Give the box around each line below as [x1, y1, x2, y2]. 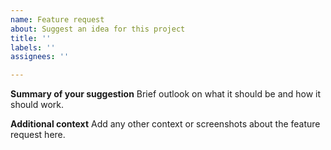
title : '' [10, 33, 52, 43]
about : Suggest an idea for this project [10, 24, 186, 34]
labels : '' [10, 42, 56, 53]
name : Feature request [10, 14, 105, 25]
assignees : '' [10, 52, 70, 62]
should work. [10, 99, 65, 111]
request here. [10, 129, 66, 141]
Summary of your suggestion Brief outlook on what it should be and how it [10, 88, 322, 100]
